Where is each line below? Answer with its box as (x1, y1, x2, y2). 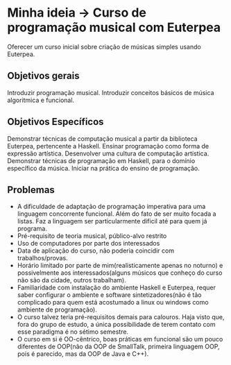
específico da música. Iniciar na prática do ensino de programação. (7, 164, 200, 172)
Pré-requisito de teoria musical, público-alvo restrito (17, 232, 167, 240)
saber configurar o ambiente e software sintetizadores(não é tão (17, 291, 203, 299)
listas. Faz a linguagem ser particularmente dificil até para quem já (17, 217, 207, 226)
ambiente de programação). (17, 305, 97, 314)
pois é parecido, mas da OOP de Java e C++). (17, 350, 149, 358)
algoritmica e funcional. (7, 96, 75, 104)
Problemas (7, 184, 55, 196)
